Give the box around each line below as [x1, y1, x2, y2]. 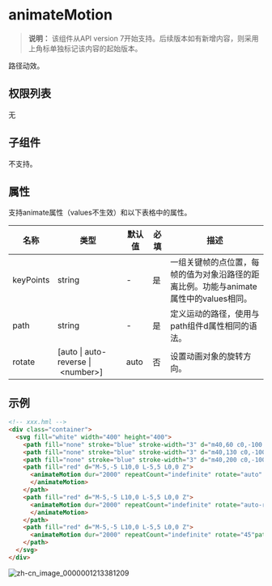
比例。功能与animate [177, 281, 257, 292]
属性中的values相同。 [169, 293, 253, 304]
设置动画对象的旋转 [169, 350, 244, 362]
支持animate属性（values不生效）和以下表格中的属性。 [8, 208, 192, 218]
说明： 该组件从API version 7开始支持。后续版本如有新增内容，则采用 [28, 33, 259, 43]
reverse [57, 356, 87, 367]
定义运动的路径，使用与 [169, 308, 260, 320]
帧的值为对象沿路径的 [169, 269, 252, 280]
